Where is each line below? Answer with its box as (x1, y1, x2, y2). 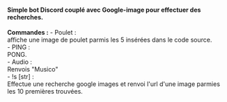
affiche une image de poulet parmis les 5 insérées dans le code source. (7, 35, 212, 44)
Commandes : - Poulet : (7, 28, 77, 37)
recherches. (7, 12, 44, 21)
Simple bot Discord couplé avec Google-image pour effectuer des (7, 6, 201, 14)
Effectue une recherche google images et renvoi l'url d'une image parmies (7, 80, 221, 88)
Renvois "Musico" (7, 65, 58, 74)
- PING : (7, 43, 31, 51)
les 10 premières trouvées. (7, 87, 84, 96)
